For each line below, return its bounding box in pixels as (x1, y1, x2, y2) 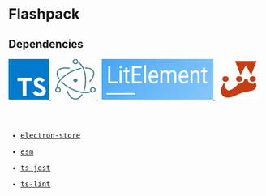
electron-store (19, 131, 81, 140)
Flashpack (8, 5, 80, 23)
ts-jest (19, 164, 51, 173)
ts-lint (19, 180, 51, 189)
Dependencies (8, 37, 84, 51)
